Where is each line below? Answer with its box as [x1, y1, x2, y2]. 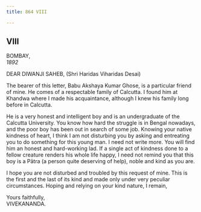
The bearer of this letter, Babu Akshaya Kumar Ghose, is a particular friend [6, 82, 192, 89]
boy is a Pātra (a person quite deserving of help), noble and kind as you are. [6, 158, 195, 165]
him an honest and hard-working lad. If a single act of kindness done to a [6, 145, 188, 152]
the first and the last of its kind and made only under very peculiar [6, 176, 170, 183]
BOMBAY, [6, 52, 31, 60]
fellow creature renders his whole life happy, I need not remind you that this [6, 151, 194, 158]
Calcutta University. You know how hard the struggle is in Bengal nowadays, [6, 119, 196, 126]
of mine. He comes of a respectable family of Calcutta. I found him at [6, 89, 178, 96]
